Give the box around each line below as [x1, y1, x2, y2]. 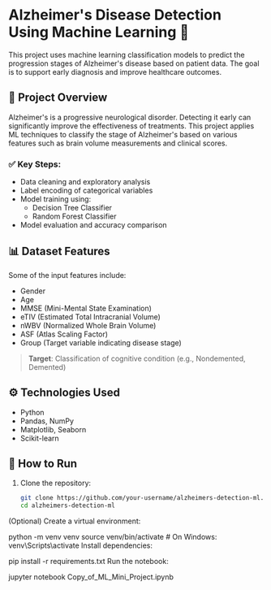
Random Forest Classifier [32, 211, 117, 221]
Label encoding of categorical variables [19, 185, 153, 196]
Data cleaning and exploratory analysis [19, 177, 151, 187]
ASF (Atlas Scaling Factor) [19, 329, 108, 339]
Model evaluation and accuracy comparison [19, 220, 168, 230]
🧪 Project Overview [8, 91, 108, 105]
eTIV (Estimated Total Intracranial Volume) [19, 311, 161, 322]
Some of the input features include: [8, 270, 127, 280]
